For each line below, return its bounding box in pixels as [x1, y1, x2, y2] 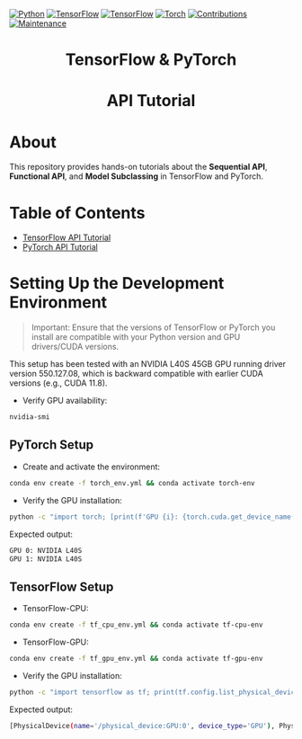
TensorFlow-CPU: [22, 603, 89, 614]
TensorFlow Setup [9, 579, 114, 594]
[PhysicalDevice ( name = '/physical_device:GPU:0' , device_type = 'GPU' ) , [9, 721, 276, 730]
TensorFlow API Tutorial [22, 232, 111, 243]
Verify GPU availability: [22, 396, 108, 406]
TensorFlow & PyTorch [65, 49, 237, 70]
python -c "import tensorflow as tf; [9, 688, 151, 697]
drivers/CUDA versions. [31, 342, 120, 352]
